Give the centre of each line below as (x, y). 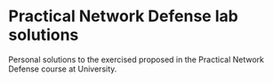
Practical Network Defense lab (124, 16)
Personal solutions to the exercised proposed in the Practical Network (136, 59)
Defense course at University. (63, 69)
